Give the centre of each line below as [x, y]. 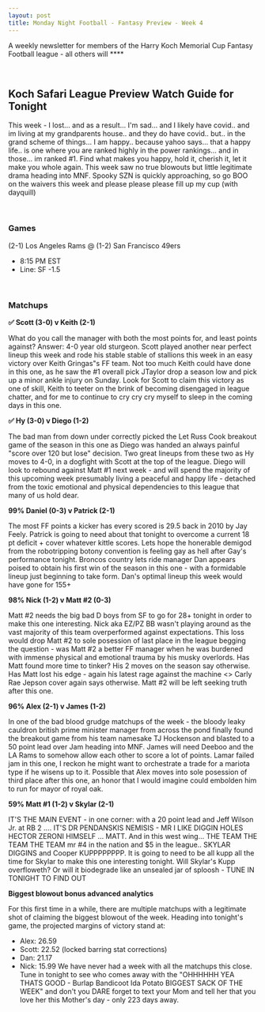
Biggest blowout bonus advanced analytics [81, 893]
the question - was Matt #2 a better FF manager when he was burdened [126, 648]
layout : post [30, 15]
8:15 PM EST [40, 261]
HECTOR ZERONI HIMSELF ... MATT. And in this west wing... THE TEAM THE [133, 836]
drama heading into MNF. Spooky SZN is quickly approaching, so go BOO [128, 176]
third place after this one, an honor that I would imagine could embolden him [132, 780]
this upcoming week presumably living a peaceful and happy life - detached [132, 478]
